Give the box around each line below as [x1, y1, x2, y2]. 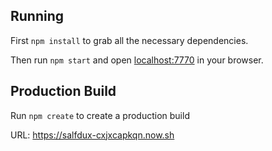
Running [10, 8, 65, 25]
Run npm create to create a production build [10, 109, 190, 121]
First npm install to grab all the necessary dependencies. [10, 34, 249, 46]
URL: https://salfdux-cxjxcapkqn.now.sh [10, 129, 175, 141]
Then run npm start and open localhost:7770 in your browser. [10, 54, 264, 66]
